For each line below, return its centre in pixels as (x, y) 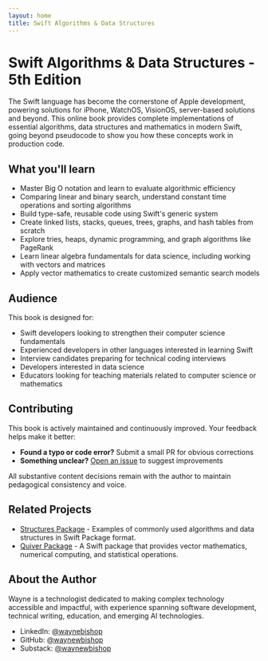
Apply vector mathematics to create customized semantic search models (140, 273)
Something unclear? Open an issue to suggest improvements (121, 461)
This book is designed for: (51, 318)
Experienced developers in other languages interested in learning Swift (136, 350)
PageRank (37, 247)
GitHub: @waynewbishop (61, 639)
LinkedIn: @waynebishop (61, 631)
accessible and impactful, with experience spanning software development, (132, 607)
